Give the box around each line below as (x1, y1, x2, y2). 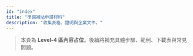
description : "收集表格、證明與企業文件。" (6, 19, 103, 25)
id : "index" (6, 8, 35, 15)
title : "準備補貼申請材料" (6, 14, 65, 20)
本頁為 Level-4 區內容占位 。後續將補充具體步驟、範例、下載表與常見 (20, 37, 187, 44)
